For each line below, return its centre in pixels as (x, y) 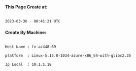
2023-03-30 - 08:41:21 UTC (33, 21)
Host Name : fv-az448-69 (31, 47)
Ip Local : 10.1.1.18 (28, 65)
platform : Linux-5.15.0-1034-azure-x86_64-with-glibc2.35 (68, 56)
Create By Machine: (26, 32)
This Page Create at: (26, 7)
